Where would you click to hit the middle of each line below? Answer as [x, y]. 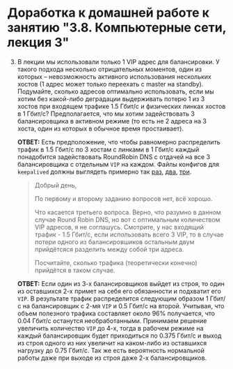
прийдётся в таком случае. [75, 270]
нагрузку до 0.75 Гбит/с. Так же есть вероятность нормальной [111, 350]
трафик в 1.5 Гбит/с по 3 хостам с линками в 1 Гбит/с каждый [108, 149]
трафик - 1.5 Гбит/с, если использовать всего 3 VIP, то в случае [129, 234]
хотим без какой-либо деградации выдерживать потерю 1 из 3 [111, 98]
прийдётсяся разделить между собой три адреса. [109, 249]
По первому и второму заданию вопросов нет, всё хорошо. [124, 198]
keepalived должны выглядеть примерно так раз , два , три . [104, 172]
